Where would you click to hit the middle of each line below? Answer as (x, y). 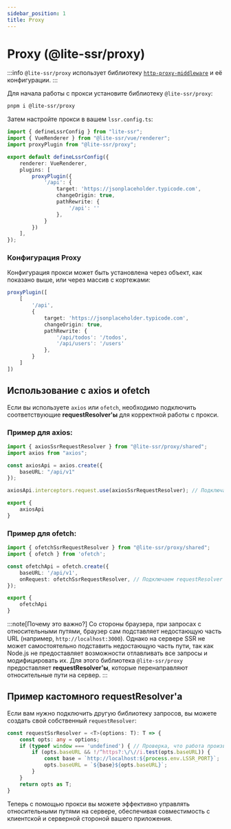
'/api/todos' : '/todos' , (92, 338)
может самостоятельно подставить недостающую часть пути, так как (110, 646)
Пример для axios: (40, 432)
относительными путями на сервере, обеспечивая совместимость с (109, 811)
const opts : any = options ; (59, 740)
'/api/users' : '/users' (90, 344)
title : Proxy (26, 20)
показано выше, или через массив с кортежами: (79, 280)
